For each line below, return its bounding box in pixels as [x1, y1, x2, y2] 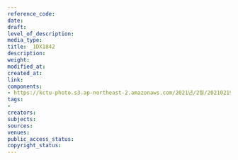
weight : [7, 57, 30, 64]
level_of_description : [7, 30, 74, 38]
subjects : [7, 115, 37, 122]
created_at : [7, 69, 42, 76]
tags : [7, 96, 23, 103]
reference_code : [7, 10, 55, 18]
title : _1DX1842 [7, 43, 55, 50]
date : [7, 17, 23, 24]
